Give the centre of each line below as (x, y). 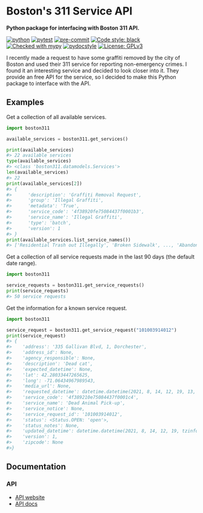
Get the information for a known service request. (67, 308)
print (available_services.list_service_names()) (69, 240)
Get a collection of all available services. (56, 117)
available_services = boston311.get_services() (67, 139)
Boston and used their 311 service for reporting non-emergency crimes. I (97, 64)
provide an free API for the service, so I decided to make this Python (91, 77)
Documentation (36, 467)
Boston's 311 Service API (69, 11)
